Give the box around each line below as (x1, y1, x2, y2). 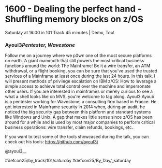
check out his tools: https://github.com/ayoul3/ (5, 139, 99, 145)
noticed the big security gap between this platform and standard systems (5, 109, 151, 115)
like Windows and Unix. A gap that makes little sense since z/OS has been (5, 114, 153, 120)
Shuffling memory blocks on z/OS (5, 14, 144, 25)
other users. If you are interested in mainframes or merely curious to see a (5, 88, 153, 95)
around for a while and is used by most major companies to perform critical (5, 119, 155, 125)
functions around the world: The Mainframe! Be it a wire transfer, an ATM (5, 63, 151, 69)
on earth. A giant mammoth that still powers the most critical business (5, 58, 144, 64)
